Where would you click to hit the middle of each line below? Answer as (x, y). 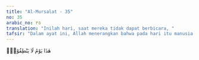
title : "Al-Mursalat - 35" (40, 12)
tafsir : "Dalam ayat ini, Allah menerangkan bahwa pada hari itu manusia (100, 34)
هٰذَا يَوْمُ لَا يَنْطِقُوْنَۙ (29, 50)
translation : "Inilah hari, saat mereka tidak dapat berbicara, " (90, 28)
